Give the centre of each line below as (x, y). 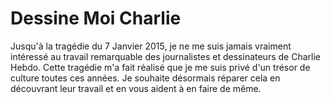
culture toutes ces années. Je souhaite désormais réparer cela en (145, 78)
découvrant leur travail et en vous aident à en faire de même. (136, 88)
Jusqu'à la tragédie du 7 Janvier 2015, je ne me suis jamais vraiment (151, 46)
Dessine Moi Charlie (96, 18)
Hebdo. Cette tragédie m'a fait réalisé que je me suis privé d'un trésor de (160, 67)
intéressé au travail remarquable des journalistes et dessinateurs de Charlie (165, 56)
